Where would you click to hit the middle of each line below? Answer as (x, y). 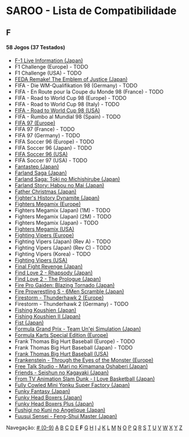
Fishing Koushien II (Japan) (48, 316)
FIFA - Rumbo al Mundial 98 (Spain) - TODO (67, 116)
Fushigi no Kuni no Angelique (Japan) (60, 410)
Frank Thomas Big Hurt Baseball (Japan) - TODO (74, 347)
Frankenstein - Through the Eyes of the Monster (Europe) (84, 360)
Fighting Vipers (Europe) (44, 235)
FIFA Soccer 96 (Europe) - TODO (54, 142)
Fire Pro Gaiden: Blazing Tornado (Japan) (65, 285)
